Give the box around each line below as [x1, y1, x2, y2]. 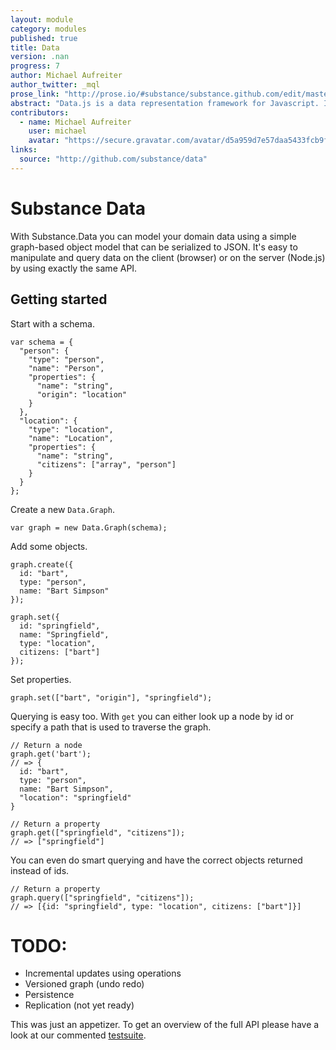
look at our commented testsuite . [10, 1029, 147, 1041]
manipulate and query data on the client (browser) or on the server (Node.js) [10, 251, 326, 263]
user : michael [28, 126, 87, 136]
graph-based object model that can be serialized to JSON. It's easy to [10, 241, 298, 253]
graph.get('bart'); [10, 749, 92, 759]
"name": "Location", [28, 433, 114, 443]
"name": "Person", [28, 363, 105, 373]
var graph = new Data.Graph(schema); [10, 522, 168, 533]
